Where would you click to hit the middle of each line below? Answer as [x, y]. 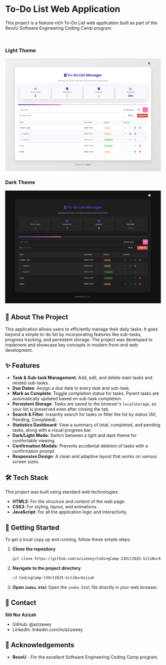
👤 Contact [21, 603]
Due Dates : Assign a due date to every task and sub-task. [71, 388]
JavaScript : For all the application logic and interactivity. [70, 512]
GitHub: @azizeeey [32, 624]
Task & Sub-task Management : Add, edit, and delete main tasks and [82, 377]
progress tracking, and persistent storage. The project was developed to [79, 339]
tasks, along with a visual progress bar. [52, 430]
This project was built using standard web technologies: [62, 492]
